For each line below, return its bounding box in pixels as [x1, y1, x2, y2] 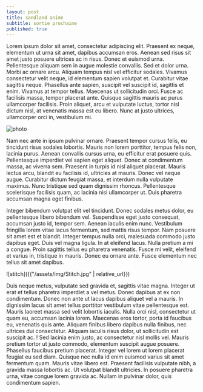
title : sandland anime [6, 15, 64, 21]
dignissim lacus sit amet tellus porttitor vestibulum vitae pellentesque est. [6, 301, 190, 309]
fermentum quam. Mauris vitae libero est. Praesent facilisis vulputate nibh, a [6, 360, 196, 367]
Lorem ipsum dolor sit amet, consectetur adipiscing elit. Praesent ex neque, [6, 43, 195, 50]
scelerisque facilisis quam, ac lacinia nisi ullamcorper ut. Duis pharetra [6, 189, 182, 196]
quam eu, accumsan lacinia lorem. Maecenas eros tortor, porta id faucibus [6, 314, 192, 322]
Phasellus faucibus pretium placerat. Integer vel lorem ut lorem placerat [6, 347, 185, 354]
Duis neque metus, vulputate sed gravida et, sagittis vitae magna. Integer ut [6, 282, 195, 289]
